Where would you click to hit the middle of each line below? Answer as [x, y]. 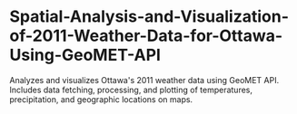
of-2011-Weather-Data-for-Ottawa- [146, 36]
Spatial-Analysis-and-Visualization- [149, 17]
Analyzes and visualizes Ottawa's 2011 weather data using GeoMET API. [144, 80]
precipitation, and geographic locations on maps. [101, 99]
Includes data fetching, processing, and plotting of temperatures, [131, 90]
